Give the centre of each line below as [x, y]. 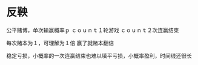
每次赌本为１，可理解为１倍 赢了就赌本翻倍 [60, 43]
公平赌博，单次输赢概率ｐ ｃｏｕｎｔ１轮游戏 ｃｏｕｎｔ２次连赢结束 [93, 30]
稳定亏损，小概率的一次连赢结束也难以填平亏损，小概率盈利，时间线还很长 [99, 55]
